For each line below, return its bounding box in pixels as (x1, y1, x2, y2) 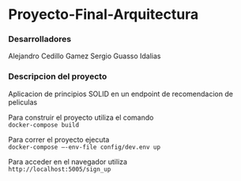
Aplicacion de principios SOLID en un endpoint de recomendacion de (8, 89, 233, 98)
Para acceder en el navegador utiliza (8, 157, 128, 166)
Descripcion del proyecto (8, 71, 107, 82)
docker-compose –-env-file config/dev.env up (8, 143, 160, 151)
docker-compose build (8, 120, 80, 129)
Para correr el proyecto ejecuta (8, 135, 110, 144)
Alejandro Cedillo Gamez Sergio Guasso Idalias (8, 51, 161, 61)
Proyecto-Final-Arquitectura (8, 6, 199, 24)
